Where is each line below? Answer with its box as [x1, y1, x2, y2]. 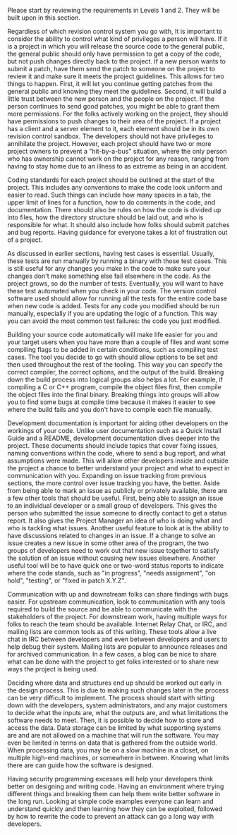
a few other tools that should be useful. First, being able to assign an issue [7, 494, 224, 502]
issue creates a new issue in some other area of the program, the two [7, 539, 209, 547]
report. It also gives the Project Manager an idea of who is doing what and [7, 516, 223, 525]
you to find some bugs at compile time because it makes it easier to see [7, 398, 217, 406]
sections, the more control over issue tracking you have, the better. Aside [7, 479, 220, 487]
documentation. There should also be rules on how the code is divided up [7, 206, 221, 214]
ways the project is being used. [7, 665, 99, 673]
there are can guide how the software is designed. [7, 761, 154, 769]
